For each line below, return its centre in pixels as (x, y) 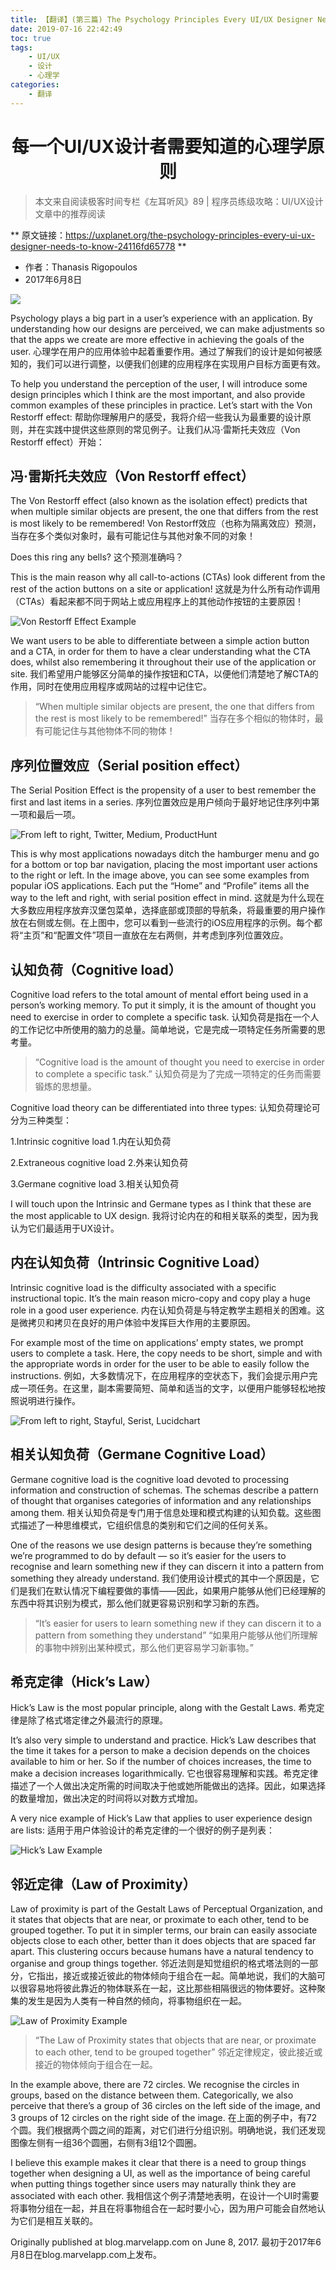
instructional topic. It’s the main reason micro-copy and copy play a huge (160, 1298)
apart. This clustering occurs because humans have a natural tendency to (162, 1952)
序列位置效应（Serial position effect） (129, 765)
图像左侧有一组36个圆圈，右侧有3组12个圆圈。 (106, 2143)
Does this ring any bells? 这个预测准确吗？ (97, 557)
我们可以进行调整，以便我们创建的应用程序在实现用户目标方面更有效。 (181, 363)
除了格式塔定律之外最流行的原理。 (97, 1720)
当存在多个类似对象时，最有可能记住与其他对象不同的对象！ (133, 536)
